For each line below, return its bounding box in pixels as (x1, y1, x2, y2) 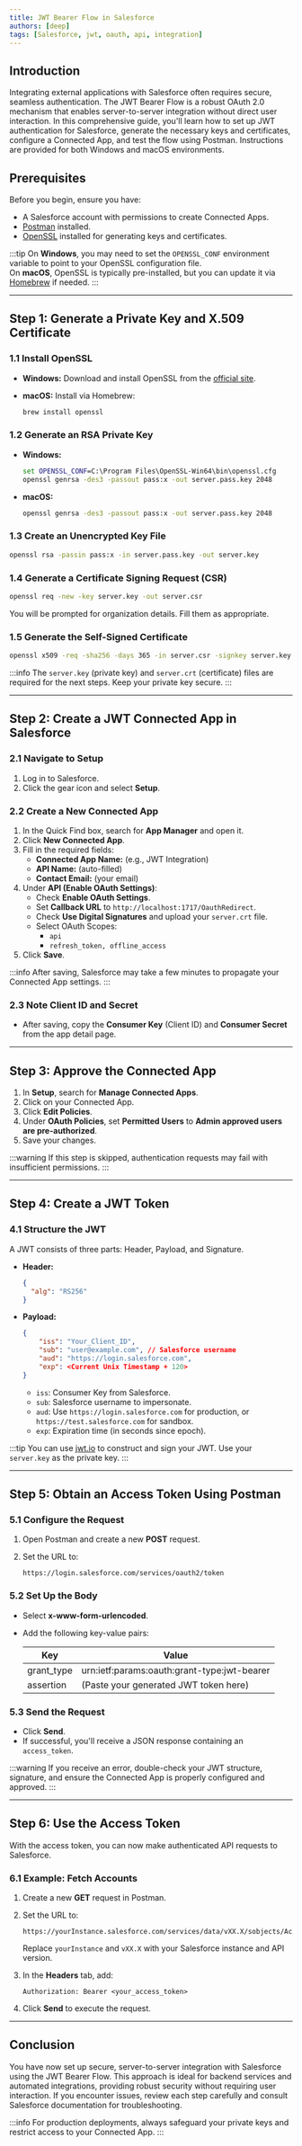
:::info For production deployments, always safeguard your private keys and (9, 2116, 289, 2127)
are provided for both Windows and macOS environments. (9, 145, 225, 156)
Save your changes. (22, 1135, 97, 1146)
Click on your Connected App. (22, 1097, 135, 1108)
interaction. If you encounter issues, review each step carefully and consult (9, 2089, 289, 2100)
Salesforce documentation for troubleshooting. (9, 2099, 182, 2110)
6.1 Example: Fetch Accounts (9, 1872, 138, 1884)
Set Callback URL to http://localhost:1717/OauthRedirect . (35, 901, 256, 913)
